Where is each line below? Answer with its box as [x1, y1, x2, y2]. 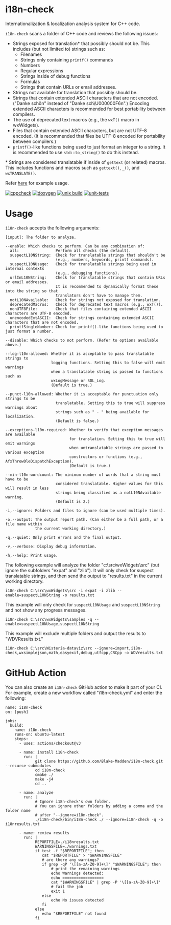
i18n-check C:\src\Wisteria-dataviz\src [5, 645, 93, 651]
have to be [5, 476, 29, 482]
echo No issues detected [51, 897, 104, 902]
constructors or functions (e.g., [69, 454, 143, 459]
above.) [5, 342, 22, 347]
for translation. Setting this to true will [69, 436, 166, 442]
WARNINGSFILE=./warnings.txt [35, 844, 97, 849]
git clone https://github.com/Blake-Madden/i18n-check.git [35, 759, 163, 764]
